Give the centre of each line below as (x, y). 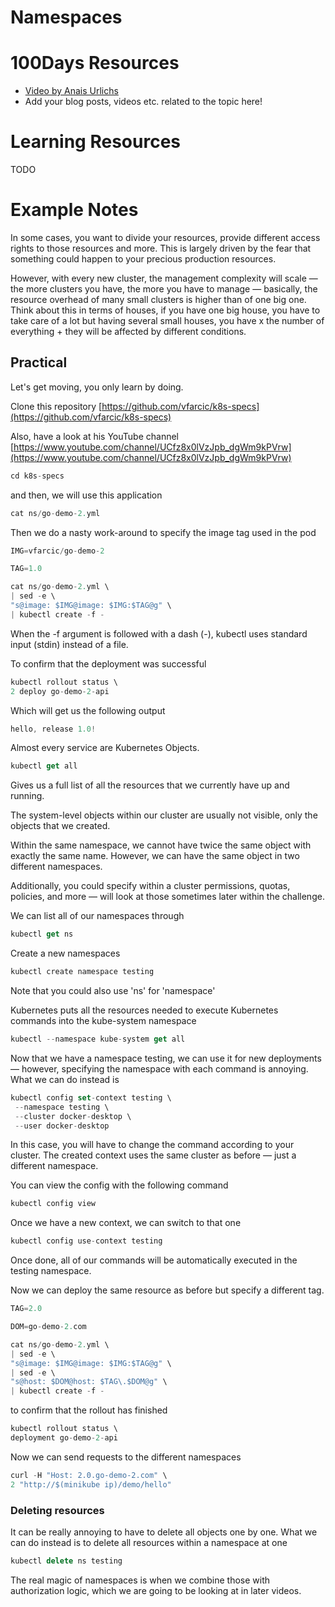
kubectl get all (44, 766)
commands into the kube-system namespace (103, 1021)
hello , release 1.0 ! (53, 729)
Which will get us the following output (88, 710)
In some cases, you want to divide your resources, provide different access (165, 237)
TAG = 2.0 (26, 1309)
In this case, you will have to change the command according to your (152, 1145)
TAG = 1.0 (26, 569)
